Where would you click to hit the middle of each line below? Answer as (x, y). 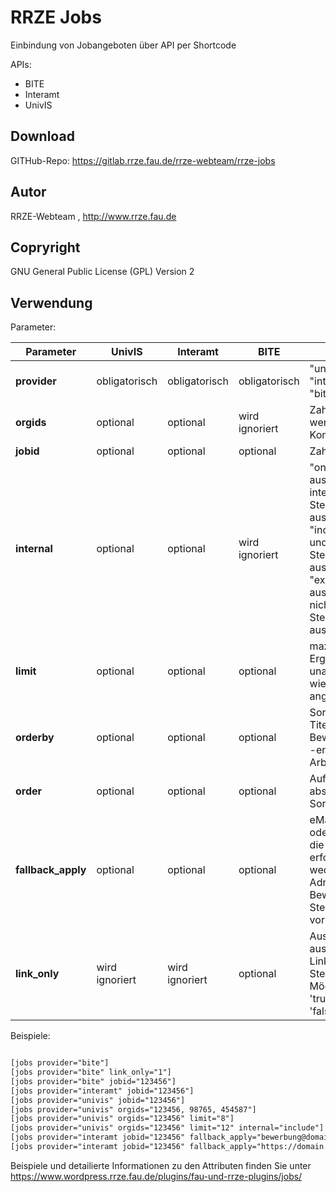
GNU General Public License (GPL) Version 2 (102, 272)
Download (42, 136)
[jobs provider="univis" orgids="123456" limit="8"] (122, 1119)
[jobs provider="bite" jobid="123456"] (93, 1081)
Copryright (45, 247)
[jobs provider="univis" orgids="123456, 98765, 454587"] (133, 1109)
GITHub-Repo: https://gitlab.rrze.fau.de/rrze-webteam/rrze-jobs (143, 160)
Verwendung (51, 302)
